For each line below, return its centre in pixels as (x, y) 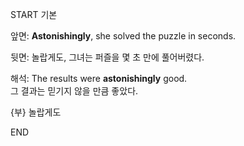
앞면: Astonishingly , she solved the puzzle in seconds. (123, 36)
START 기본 (34, 14)
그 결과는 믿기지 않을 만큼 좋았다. (74, 91)
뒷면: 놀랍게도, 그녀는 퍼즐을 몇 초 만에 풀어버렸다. (107, 57)
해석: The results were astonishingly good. (99, 78)
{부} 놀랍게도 (36, 112)
